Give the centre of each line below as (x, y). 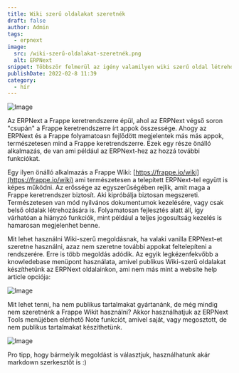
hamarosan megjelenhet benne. (54, 226)
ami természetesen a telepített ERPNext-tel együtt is (152, 180)
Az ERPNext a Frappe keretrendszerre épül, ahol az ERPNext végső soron (115, 121)
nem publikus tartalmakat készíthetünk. (65, 327)
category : (22, 80)
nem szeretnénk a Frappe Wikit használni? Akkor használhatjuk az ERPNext (118, 312)
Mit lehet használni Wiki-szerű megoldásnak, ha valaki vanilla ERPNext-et (115, 239)
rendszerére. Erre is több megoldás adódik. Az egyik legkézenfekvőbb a (113, 254)
